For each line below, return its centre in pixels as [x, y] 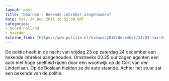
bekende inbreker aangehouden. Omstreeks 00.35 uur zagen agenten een [82, 57]
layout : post [19, 10]
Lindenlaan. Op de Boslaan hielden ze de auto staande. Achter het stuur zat [83, 67]
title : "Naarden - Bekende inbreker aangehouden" [58, 14]
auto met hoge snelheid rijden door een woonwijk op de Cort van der [77, 62]
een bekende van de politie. [34, 73]
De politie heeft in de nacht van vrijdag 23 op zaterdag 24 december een [81, 52]
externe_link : [20, 38]
